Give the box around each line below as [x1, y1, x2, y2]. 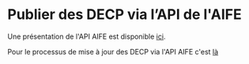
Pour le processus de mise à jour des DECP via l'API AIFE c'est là [7, 47, 219, 56]
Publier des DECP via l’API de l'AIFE [7, 6, 242, 24]
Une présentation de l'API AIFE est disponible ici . [7, 32, 166, 41]
